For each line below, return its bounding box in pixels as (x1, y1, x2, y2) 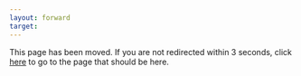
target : (9, 22, 39, 31)
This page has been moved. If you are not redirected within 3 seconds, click (9, 46, 292, 57)
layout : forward (9, 13, 71, 23)
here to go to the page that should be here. (9, 56, 170, 67)
